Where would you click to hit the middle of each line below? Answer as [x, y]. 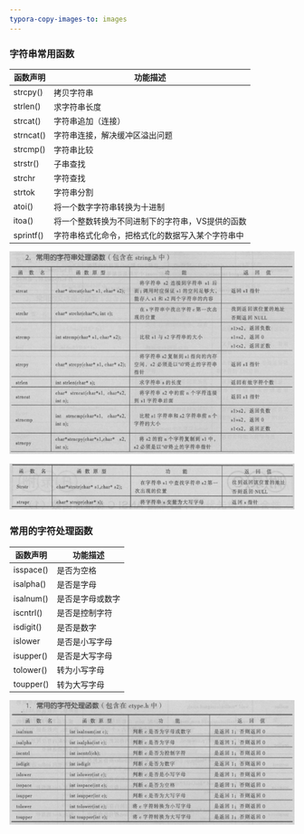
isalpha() [30, 584]
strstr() [26, 164]
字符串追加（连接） [90, 121]
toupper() [31, 685]
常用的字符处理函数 [51, 532]
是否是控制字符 [85, 613]
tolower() [30, 669]
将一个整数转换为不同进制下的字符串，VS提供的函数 [150, 221]
